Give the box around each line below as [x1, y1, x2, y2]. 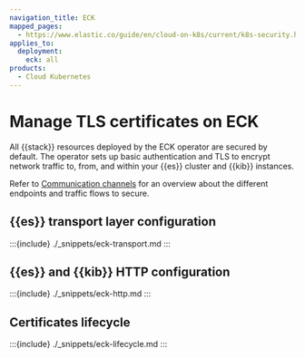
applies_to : [9, 38, 54, 48]
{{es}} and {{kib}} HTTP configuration [9, 264, 231, 279]
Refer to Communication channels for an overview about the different [9, 178, 269, 189]
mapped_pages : [9, 22, 64, 31]
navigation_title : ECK [9, 13, 95, 23]
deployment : [17, 47, 64, 56]
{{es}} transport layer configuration [9, 214, 216, 229]
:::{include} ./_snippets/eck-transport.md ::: [9, 237, 171, 249]
